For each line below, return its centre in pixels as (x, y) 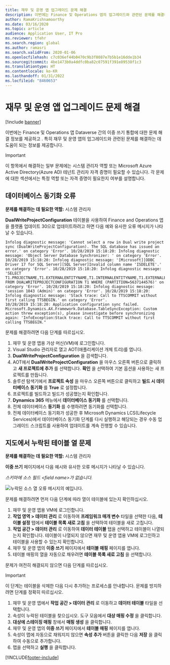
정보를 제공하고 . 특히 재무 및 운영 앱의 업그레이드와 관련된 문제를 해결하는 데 (86, 139)
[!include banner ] (23, 122)
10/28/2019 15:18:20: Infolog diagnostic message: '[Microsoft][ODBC (80, 260)
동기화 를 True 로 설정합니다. (59, 387)
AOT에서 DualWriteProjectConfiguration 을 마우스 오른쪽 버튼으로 (80, 362)
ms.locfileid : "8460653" (31, 81)
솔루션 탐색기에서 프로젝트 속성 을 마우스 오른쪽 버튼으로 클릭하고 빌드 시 (84, 381)
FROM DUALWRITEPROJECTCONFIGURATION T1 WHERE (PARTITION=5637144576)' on (85, 282)
